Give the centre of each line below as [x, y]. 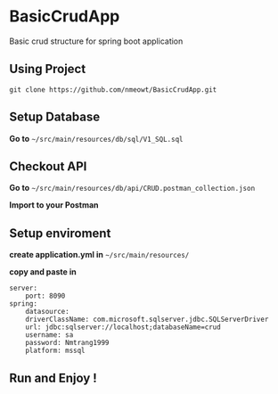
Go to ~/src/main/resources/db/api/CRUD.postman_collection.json [132, 188]
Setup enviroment [60, 233]
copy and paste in [43, 272]
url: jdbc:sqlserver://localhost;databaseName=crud [123, 327]
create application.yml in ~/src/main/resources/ [99, 255]
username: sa [49, 335]
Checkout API [48, 166]
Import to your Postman [54, 205]
